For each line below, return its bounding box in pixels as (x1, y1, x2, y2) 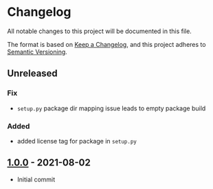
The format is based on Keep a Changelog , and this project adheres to (7, 40, 206, 48)
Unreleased (7, 68, 58, 79)
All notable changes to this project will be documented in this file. (7, 27, 192, 35)
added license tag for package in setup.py (16, 137, 137, 145)
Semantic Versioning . (7, 48, 67, 56)
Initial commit (16, 175, 56, 183)
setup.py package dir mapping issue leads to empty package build (16, 104, 206, 112)
